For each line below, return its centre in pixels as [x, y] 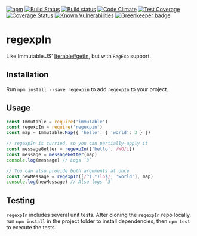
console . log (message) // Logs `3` [49, 160]
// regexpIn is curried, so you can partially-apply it [77, 144]
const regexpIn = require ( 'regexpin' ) [54, 127]
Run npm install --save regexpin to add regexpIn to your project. [87, 89]
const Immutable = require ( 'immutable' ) [57, 122]
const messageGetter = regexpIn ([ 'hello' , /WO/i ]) [70, 149]
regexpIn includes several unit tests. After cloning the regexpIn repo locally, [98, 215]
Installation [27, 75]
